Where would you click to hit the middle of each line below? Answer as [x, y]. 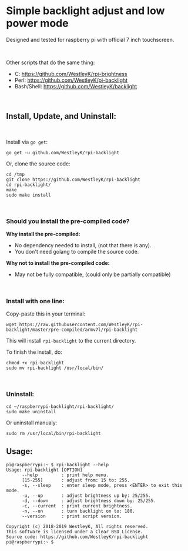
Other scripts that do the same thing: [51, 62]
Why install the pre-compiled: [43, 234]
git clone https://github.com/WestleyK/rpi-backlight [73, 180]
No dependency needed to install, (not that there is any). [83, 245]
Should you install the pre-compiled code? [68, 221]
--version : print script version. [72, 516]
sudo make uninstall [31, 411]
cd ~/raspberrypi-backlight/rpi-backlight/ [60, 406]
